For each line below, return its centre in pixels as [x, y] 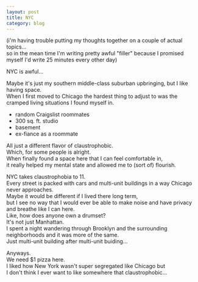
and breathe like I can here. [41, 209]
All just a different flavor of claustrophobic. [60, 146]
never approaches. [30, 190]
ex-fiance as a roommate [47, 134]
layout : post [23, 12]
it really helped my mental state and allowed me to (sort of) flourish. [91, 165]
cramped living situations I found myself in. [60, 103]
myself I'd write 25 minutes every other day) [62, 60]
